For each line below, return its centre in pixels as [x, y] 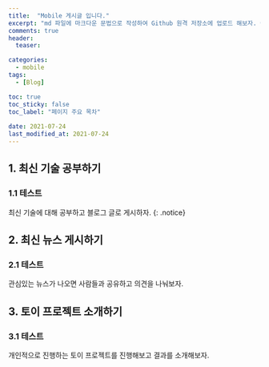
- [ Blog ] [30, 82]
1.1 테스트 [25, 193]
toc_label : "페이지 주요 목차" [54, 112]
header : [21, 38]
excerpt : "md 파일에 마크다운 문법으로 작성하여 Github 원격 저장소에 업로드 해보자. [132, 23]
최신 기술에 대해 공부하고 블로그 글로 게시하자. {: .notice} [97, 212]
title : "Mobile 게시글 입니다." [59, 16]
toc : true [25, 97]
